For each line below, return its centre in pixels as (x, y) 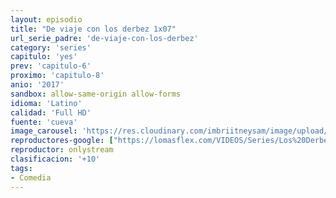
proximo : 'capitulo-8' (57, 76)
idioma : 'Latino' (46, 103)
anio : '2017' (37, 85)
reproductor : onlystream (62, 150)
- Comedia (31, 177)
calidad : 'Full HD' (51, 112)
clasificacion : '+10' (55, 159)
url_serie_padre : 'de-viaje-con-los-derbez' (104, 38)
